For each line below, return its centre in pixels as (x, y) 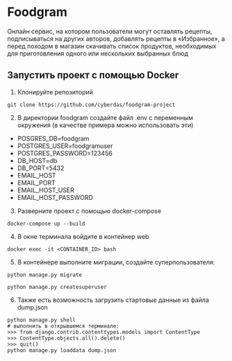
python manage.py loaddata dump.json (62, 350)
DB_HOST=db (37, 160)
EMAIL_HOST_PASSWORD (55, 197)
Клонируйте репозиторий (55, 92)
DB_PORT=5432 (41, 168)
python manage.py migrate (44, 275)
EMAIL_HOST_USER (45, 190)
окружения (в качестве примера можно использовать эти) (105, 125)
